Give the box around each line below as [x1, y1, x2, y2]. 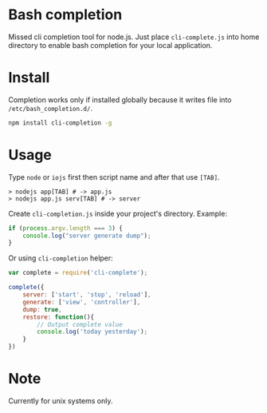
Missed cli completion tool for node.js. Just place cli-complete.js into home [8, 32, 260, 42]
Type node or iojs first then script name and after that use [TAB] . [8, 172, 221, 181]
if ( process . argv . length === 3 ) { [8, 224, 124, 232]
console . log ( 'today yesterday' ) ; [37, 328, 148, 336]
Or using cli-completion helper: [8, 253, 113, 263]
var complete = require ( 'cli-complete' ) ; [8, 269, 148, 277]
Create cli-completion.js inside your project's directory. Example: [8, 208, 227, 218]
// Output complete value [37, 320, 124, 328]
